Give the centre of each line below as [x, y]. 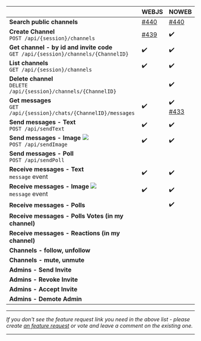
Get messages [30, 100]
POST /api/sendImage [38, 144]
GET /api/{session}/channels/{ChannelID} [69, 54]
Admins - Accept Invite [43, 289]
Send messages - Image [45, 138]
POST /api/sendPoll [37, 160]
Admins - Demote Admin [46, 299]
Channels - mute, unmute [47, 260]
